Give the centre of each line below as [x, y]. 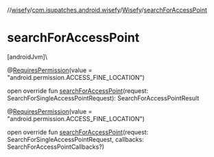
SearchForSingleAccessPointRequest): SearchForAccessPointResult [103, 98]
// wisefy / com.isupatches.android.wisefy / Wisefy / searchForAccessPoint [107, 10]
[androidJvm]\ [27, 56]
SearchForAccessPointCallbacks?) [56, 147]
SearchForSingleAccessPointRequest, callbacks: [75, 139]
